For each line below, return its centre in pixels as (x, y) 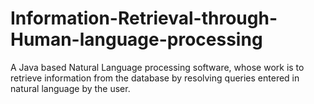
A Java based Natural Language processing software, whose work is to (157, 67)
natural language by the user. (70, 88)
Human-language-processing (136, 39)
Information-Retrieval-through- (144, 18)
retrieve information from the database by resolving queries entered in (155, 78)
